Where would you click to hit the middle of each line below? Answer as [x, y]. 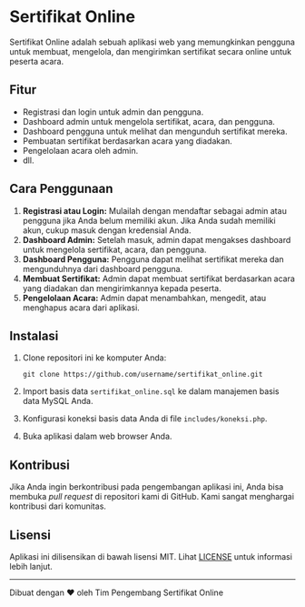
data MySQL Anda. [58, 401]
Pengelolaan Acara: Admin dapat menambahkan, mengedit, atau [144, 298]
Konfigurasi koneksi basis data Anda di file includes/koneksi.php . [145, 419]
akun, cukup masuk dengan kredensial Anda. [107, 230]
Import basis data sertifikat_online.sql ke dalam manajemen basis [151, 391]
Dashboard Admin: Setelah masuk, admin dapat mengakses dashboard [157, 239]
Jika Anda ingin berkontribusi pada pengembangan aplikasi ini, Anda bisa [147, 487]
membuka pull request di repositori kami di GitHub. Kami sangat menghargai [152, 497]
